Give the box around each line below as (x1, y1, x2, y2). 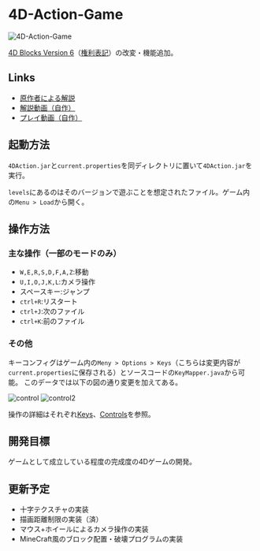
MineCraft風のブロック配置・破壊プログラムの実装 (19, 534, 184, 544)
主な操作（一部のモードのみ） (8, 248, 122, 259)
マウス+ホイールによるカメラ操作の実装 (19, 524, 149, 534)
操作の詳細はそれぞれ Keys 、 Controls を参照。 (8, 409, 155, 419)
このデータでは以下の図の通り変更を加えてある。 (23, 377, 183, 387)
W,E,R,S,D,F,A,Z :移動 (19, 267, 89, 277)
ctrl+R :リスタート (19, 297, 78, 307)
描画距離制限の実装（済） (19, 515, 103, 524)
